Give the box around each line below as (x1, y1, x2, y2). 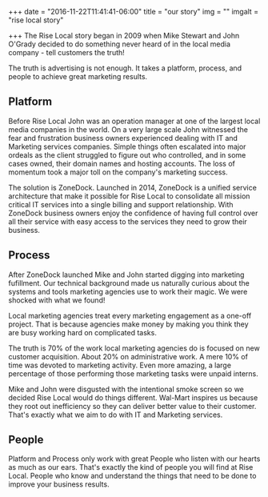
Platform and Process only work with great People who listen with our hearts (8, 454, 261, 463)
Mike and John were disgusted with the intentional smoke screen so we (8, 384, 244, 394)
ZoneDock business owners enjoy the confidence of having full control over (8, 208, 258, 218)
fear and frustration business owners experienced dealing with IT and (8, 133, 238, 142)
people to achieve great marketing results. (8, 72, 148, 81)
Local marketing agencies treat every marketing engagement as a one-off (8, 311, 252, 320)
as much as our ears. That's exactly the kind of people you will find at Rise (8, 463, 254, 472)
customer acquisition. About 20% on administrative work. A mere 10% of (8, 351, 248, 361)
